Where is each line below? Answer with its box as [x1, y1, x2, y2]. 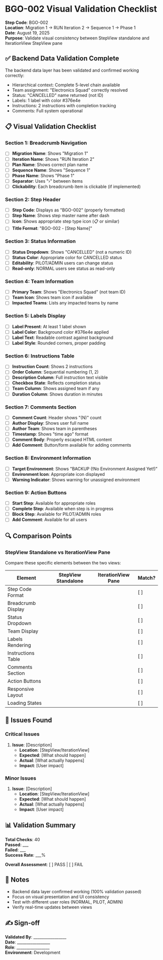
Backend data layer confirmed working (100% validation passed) [12, 888, 142, 894]
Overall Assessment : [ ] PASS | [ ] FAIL [5, 861, 83, 867]
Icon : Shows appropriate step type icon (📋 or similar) [12, 218, 120, 225]
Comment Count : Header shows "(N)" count [12, 414, 102, 420]
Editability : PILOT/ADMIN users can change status [12, 260, 114, 266]
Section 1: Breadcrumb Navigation [5, 140, 87, 147]
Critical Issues [5, 731, 40, 737]
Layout [7, 692, 23, 698]
